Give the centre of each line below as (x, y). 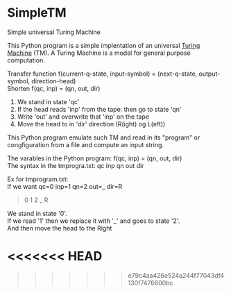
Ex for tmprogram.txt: (38, 179)
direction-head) (53, 81)
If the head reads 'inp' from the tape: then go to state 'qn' (99, 109)
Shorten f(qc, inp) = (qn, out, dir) (54, 88)
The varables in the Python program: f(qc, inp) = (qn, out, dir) (95, 158)
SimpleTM (37, 13)
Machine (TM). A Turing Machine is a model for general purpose (99, 53)
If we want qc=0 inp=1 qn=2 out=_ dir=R (65, 186)
